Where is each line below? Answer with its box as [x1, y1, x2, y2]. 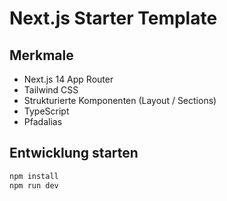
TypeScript [23, 105, 70, 117]
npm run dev [9, 180, 59, 191]
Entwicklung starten [9, 145, 139, 162]
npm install [9, 171, 59, 181]
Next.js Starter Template [9, 7, 218, 30]
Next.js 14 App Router [23, 73, 114, 85]
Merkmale [9, 47, 74, 64]
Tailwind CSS [23, 84, 79, 96]
